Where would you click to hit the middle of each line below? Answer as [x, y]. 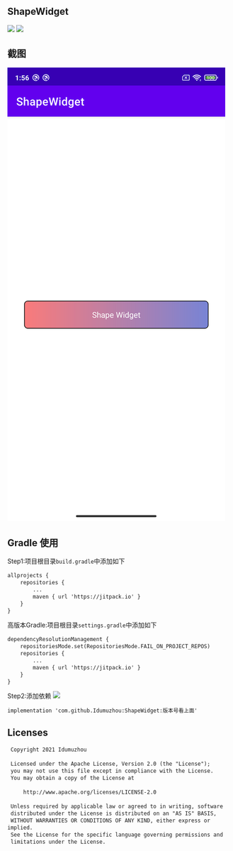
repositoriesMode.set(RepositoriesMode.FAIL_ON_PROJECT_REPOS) [115, 647]
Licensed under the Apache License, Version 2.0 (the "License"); [110, 764]
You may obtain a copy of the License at [72, 778]
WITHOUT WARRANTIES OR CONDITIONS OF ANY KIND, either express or [110, 821]
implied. [20, 828]
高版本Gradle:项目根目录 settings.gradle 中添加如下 [82, 625]
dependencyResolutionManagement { [58, 640]
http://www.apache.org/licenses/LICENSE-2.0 [90, 792]
